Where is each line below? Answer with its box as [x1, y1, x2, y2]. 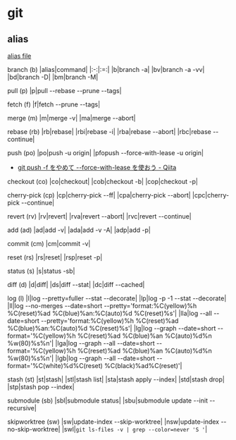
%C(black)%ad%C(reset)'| [104, 362, 182, 369]
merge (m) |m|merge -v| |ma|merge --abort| [7, 114, 136, 122]
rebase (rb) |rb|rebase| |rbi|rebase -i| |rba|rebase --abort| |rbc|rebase [7, 128, 211, 135]
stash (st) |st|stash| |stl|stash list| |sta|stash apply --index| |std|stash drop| [7, 375, 225, 384]
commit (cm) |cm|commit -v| [7, 240, 91, 248]
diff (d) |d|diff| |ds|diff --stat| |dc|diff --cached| [7, 281, 145, 288]
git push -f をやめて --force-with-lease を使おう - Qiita [17, 164, 177, 171]
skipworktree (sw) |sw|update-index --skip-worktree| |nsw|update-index [7, 417, 220, 426]
